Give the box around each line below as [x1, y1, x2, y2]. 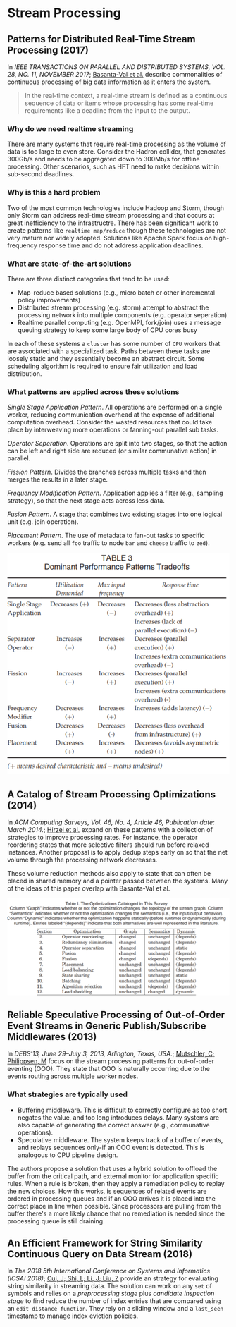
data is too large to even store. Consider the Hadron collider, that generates [7, 147, 227, 156]
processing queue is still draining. [7, 1216, 105, 1225]
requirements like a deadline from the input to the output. [24, 106, 190, 114]
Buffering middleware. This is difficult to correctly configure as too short [17, 1106, 228, 1114]
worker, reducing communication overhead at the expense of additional [7, 410, 215, 419]
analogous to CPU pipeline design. [17, 1151, 118, 1159]
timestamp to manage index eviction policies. [7, 1311, 139, 1320]
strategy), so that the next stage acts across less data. [7, 496, 166, 505]
